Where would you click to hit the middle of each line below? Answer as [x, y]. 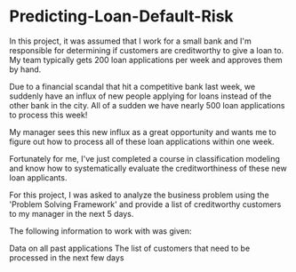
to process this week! [48, 115]
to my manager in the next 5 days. [72, 213]
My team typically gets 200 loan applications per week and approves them [146, 60]
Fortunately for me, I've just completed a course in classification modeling [144, 158]
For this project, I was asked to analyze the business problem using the [139, 195]
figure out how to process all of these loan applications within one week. [142, 141]
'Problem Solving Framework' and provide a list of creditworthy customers [145, 204]
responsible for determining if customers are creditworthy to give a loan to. [147, 50]
